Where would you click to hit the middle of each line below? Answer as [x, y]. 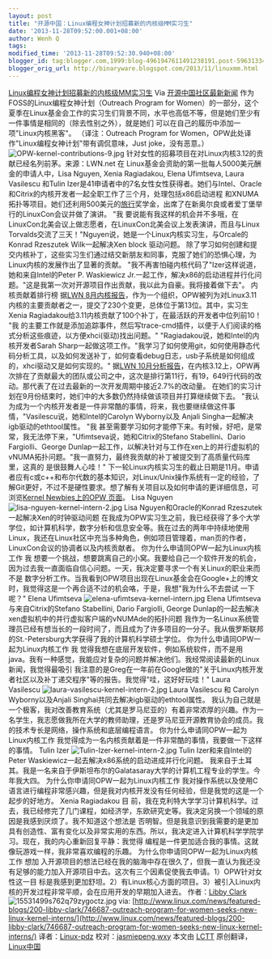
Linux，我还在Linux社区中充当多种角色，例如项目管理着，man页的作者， [130, 537]
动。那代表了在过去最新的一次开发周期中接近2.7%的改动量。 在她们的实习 [132, 386]
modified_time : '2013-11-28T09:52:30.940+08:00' [92, 53]
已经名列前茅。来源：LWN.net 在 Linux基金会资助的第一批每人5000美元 [135, 163]
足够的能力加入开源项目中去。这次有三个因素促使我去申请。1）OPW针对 [135, 872]
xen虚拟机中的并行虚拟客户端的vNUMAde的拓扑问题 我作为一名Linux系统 [130, 618]
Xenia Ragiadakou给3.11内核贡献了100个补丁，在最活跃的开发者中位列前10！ [135, 315]
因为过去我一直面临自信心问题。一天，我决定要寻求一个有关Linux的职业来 [131, 568]
